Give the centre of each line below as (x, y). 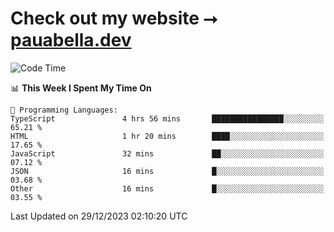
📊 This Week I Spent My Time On (81, 88)
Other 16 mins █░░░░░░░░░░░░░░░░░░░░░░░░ (167, 188)
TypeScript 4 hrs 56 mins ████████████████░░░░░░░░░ (167, 118)
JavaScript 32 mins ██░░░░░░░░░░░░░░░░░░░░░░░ (167, 153)
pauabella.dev (71, 40)
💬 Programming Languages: (64, 110)
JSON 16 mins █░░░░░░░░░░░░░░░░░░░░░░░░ (167, 171)
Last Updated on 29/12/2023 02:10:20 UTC (99, 216)
